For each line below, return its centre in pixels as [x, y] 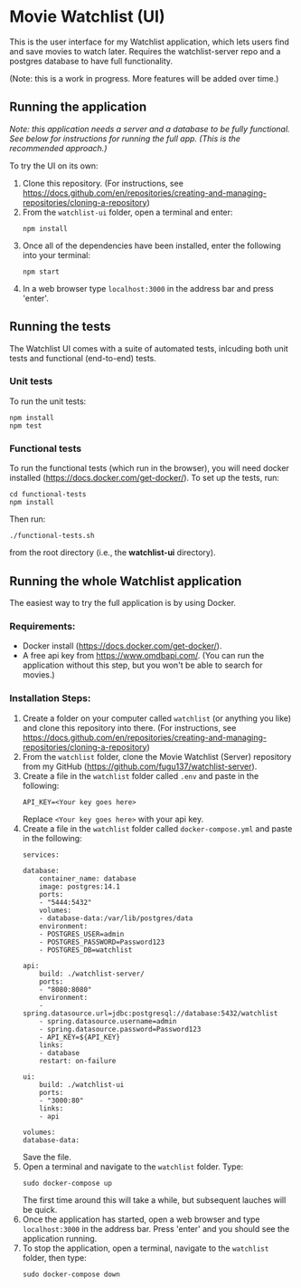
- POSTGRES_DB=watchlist [86, 950]
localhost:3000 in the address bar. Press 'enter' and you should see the [156, 1228]
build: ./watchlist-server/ [92, 974]
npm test [26, 426]
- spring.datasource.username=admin [108, 1021]
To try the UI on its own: [54, 166]
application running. [60, 1238]
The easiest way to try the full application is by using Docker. [123, 602]
